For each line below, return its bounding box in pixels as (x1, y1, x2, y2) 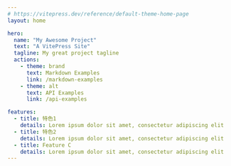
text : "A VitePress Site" (14, 43, 91, 50)
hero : (7, 30, 23, 37)
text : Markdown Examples (26, 69, 100, 77)
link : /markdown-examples (26, 76, 103, 83)
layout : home (7, 17, 46, 24)
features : (7, 109, 37, 116)
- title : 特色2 (14, 128, 57, 135)
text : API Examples (26, 89, 84, 96)
